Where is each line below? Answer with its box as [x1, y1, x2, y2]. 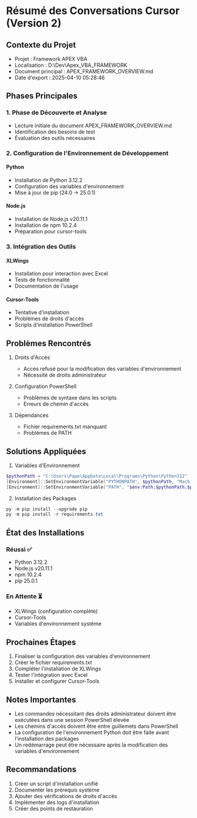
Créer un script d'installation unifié [14, 780, 98, 787]
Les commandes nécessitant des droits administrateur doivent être [14, 710, 176, 717]
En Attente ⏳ [6, 592, 43, 600]
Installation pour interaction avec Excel [14, 270, 108, 277]
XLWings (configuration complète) [14, 608, 98, 615]
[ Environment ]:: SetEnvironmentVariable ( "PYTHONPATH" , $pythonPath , [6, 479, 175, 485]
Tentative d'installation [14, 309, 69, 316]
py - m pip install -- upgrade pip [6, 506, 88, 512]
